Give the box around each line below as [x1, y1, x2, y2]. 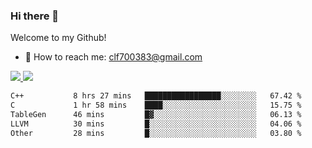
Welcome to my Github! [10, 32, 107, 44]
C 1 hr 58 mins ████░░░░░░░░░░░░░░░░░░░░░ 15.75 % [10, 100, 302, 111]
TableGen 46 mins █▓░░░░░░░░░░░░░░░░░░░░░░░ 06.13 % [10, 110, 302, 120]
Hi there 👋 [10, 9, 60, 23]
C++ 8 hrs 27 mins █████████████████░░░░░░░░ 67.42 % [10, 91, 302, 101]
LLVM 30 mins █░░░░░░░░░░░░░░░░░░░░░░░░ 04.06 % [10, 119, 302, 129]
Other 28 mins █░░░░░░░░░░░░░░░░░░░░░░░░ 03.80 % [10, 128, 302, 138]
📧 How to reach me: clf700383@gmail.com [24, 51, 203, 63]
